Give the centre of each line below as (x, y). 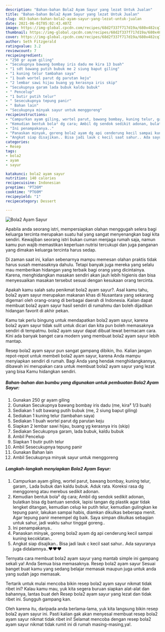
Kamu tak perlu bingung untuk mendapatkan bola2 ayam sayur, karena (77, 320)
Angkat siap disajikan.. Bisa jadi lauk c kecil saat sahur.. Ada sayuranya (84, 544)
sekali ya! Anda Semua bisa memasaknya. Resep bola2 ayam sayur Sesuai (81, 564)
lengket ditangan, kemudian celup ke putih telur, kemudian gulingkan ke (85, 507)
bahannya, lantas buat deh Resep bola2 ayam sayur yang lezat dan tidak (79, 594)
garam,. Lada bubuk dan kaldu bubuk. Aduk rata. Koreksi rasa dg (78, 486)
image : (12, 28)
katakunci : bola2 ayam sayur (35, 174)
